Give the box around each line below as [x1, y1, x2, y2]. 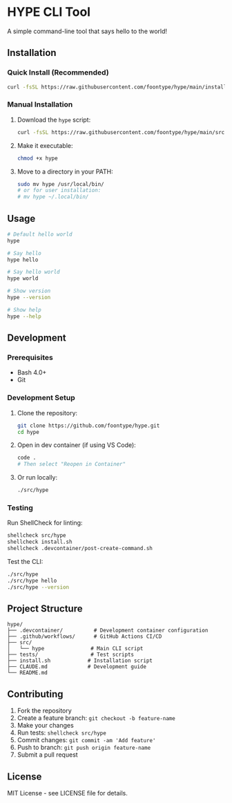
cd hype [17, 428, 39, 435]
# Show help [7, 306, 41, 313]
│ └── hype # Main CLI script [7, 645, 144, 652]
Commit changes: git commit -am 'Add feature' [17, 736, 156, 744]
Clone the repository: [17, 408, 78, 417]
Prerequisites [7, 353, 53, 363]
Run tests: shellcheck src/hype [17, 728, 107, 737]
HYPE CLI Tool [7, 4, 91, 20]
